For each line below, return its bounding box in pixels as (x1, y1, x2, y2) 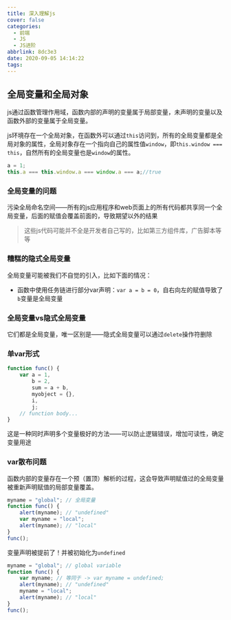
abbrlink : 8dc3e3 (7, 49, 57, 56)
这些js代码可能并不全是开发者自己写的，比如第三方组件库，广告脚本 (23, 227, 216, 235)
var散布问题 (7, 457, 47, 467)
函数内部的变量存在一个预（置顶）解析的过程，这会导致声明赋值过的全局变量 (7, 474, 224, 482)
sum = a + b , (32, 384, 69, 391)
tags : (7, 61, 23, 68)
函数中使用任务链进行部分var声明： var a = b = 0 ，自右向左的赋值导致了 (16, 285, 223, 293)
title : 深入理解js (7, 10, 56, 17)
